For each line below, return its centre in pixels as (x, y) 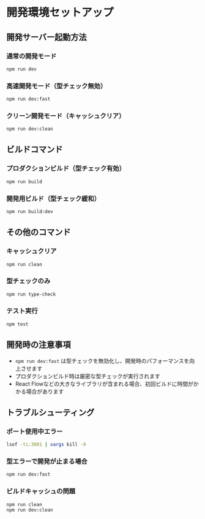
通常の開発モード (32, 56)
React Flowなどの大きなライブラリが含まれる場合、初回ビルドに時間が (104, 384)
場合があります (45, 391)
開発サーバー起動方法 (47, 37)
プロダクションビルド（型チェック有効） (66, 169)
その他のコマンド (39, 233)
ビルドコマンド (35, 150)
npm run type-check (31, 294)
